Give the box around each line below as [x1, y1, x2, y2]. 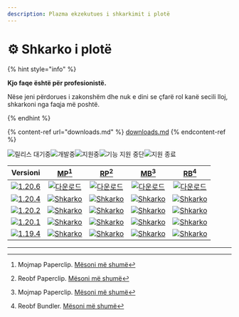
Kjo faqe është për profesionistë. [7, 78, 107, 87]
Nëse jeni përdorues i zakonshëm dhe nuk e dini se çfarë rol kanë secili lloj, [7, 92, 228, 100]
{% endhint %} [7, 113, 51, 122]
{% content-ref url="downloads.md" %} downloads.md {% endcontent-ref [7, 128, 226, 136]
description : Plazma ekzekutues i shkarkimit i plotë [7, 10, 171, 18]
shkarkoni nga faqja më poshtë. [7, 100, 100, 108]
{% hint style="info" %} [7, 65, 77, 73]
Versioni [11, 168, 41, 178]
